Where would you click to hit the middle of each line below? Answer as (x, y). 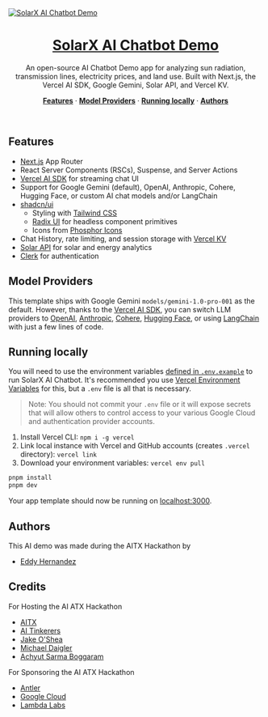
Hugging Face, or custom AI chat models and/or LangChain (119, 195)
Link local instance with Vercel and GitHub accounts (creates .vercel (135, 446)
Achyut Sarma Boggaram (62, 656)
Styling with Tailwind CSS (75, 213)
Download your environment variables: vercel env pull (113, 463)
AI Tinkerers (40, 630)
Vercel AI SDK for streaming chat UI (80, 178)
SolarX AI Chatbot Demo (136, 46)
